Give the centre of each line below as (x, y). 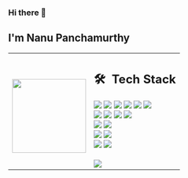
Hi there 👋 (28, 13)
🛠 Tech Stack (135, 80)
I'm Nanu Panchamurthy (69, 38)
